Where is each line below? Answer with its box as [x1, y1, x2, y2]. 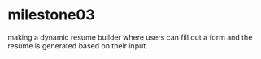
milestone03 [7, 6, 95, 24]
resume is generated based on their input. [7, 40, 148, 50]
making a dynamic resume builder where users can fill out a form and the [7, 32, 253, 42]
